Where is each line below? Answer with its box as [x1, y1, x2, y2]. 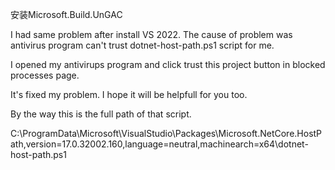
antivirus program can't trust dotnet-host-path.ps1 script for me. [10, 39, 275, 51]
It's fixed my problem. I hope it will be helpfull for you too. [10, 89, 248, 100]
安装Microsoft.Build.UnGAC [10, 9, 123, 20]
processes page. [10, 69, 80, 81]
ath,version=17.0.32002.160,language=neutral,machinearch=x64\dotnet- [10, 138, 309, 150]
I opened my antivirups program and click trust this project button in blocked [10, 59, 326, 70]
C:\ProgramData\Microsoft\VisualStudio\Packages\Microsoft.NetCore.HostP [10, 128, 323, 139]
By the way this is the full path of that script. [10, 108, 192, 120]
